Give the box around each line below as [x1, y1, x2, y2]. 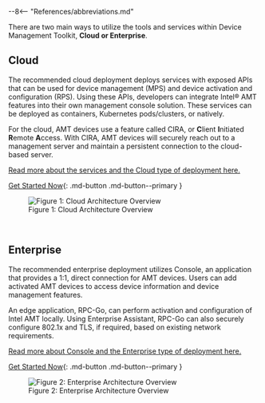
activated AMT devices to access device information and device [8, 281, 220, 290]
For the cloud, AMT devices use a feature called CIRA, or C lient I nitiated [8, 124, 245, 134]
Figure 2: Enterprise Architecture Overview [28, 385, 169, 395]
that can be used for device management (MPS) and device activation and [8, 83, 253, 93]
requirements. [8, 330, 54, 340]
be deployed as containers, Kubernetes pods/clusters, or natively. [8, 109, 225, 118]
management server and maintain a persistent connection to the [8, 141, 220, 151]
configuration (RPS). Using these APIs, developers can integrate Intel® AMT [8, 92, 257, 101]
